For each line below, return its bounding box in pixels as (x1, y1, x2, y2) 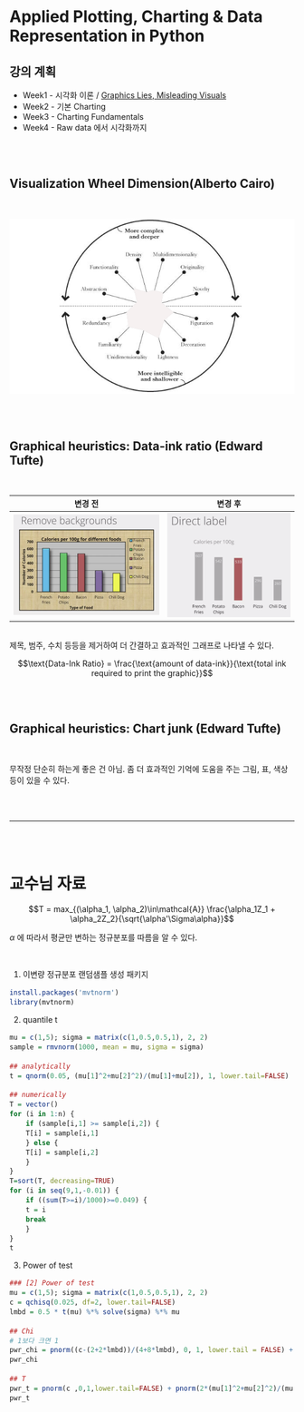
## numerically (9, 1091, 67, 1100)
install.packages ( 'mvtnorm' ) (9, 988, 119, 997)
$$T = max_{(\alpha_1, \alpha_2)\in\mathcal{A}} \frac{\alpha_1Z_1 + (28, 904, 276, 915)
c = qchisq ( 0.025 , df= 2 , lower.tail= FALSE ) (9, 1298, 176, 1308)
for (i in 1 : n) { (9, 1110, 75, 1119)
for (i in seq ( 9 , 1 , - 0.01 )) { (9, 1186, 119, 1195)
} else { (25, 1138, 59, 1147)
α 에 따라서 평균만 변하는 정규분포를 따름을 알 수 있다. (9, 932, 198, 943)
